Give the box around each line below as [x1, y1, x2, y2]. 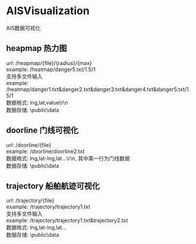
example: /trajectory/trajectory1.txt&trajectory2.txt [6, 217, 128, 224]
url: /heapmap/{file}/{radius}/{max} [6, 59, 92, 66]
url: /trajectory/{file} [6, 197, 54, 204]
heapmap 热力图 [6, 43, 67, 54]
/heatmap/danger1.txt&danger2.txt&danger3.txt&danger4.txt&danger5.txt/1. [6, 86, 191, 93]
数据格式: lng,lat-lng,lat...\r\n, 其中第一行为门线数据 [6, 155, 130, 162]
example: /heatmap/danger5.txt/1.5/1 [6, 66, 96, 73]
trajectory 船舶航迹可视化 [6, 181, 100, 191]
